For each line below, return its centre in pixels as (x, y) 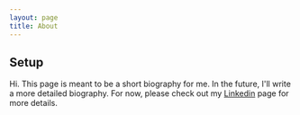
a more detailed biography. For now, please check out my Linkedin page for (150, 93)
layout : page (34, 18)
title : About (34, 26)
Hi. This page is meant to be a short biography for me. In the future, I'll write (150, 84)
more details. (34, 103)
